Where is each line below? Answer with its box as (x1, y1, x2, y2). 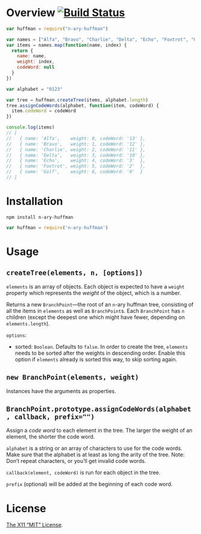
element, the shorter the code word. (6, 433, 95, 440)
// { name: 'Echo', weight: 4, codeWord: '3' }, (6, 158, 146, 164)
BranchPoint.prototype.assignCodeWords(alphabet (6, 404, 191, 413)
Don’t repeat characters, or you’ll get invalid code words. (6, 458, 147, 465)
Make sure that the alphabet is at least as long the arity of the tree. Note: (6, 451, 185, 458)
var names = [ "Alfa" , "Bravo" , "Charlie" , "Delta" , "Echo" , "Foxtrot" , (6, 36, 189, 42)
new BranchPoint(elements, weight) (6, 373, 139, 382)
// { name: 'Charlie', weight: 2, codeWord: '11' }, (6, 146, 146, 152)
